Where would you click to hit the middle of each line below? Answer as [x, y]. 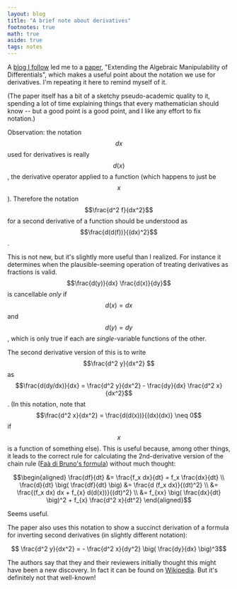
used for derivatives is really [48, 154]
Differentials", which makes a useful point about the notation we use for [111, 75]
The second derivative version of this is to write [77, 352]
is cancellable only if [37, 294]
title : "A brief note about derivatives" [69, 21]
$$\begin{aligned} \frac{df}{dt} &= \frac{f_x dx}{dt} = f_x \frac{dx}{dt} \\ [119, 477]
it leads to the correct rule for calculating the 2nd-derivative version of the [116, 456]
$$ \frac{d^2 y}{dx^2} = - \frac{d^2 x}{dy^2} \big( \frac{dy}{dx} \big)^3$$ [119, 549]
